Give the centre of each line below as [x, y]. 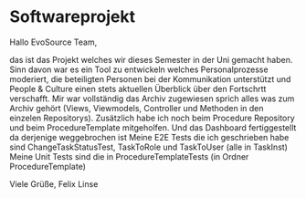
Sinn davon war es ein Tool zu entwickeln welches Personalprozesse [139, 69]
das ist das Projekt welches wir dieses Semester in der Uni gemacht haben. [151, 59]
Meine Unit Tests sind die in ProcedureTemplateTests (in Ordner [129, 156]
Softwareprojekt [73, 17]
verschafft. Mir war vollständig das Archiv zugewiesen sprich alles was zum [152, 99]
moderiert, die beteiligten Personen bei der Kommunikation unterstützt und [150, 78]
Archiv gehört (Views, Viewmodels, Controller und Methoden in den [137, 108]
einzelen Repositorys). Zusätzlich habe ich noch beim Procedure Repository [152, 118]
